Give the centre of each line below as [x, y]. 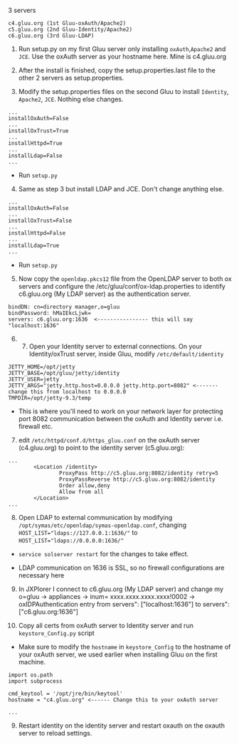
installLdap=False [35, 156]
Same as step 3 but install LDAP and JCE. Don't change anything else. [121, 189]
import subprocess [35, 681]
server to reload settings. [55, 733]
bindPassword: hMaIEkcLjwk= [50, 313]
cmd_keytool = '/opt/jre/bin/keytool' [65, 693]
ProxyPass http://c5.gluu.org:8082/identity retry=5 [139, 473]
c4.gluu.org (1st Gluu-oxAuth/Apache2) [67, 23]
